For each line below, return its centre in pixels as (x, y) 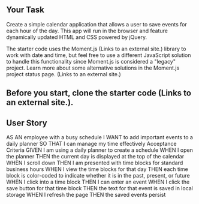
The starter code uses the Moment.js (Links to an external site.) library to (96, 49)
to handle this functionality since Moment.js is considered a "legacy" (91, 61)
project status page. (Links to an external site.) (64, 74)
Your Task (25, 10)
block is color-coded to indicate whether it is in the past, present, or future (98, 176)
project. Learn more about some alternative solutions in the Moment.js (93, 68)
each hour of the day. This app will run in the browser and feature (87, 31)
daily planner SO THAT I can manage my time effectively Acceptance (91, 144)
